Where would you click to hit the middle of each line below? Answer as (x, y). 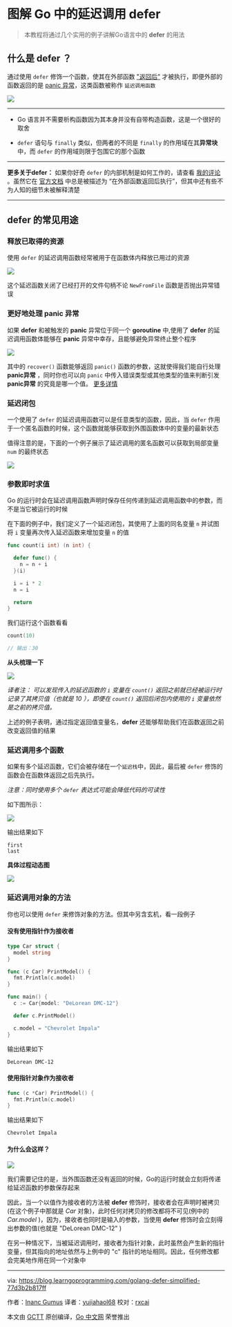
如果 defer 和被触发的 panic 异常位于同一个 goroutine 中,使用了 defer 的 (110, 330)
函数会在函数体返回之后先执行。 (52, 775)
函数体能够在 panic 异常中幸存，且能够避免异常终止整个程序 (111, 339)
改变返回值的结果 (31, 731)
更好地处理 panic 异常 (43, 314)
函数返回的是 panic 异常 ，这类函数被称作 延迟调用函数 (81, 85)
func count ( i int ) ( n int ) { (49, 546)
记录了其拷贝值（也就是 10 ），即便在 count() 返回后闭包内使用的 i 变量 (108, 699)
